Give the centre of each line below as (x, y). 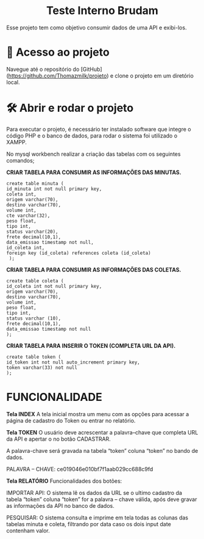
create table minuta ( (35, 183)
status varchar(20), (33, 232)
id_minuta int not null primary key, (54, 189)
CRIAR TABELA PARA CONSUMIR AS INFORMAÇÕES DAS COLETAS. (94, 269)
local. (13, 82)
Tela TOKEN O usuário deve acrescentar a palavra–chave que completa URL (102, 432)
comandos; (20, 160)
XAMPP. (17, 142)
